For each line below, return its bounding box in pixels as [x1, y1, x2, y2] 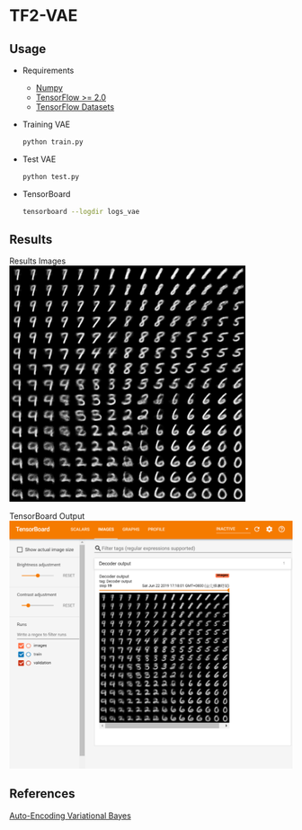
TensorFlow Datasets [35, 102, 115, 112]
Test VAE [22, 154, 57, 165]
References [9, 786, 75, 801]
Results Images [9, 255, 67, 266]
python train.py [22, 138, 84, 147]
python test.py [22, 172, 80, 181]
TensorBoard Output [9, 511, 85, 522]
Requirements [22, 65, 75, 76]
